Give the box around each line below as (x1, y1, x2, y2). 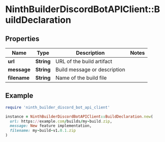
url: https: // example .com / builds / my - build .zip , (10, 119, 113, 124)
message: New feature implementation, (10, 123, 92, 128)
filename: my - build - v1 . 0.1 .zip (10, 128, 76, 133)
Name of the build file (55, 74, 107, 81)
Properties (5, 34, 40, 43)
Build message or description (55, 66, 125, 73)
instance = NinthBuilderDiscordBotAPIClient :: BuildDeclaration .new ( (5, 114, 153, 119)
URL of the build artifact (55, 58, 113, 65)
